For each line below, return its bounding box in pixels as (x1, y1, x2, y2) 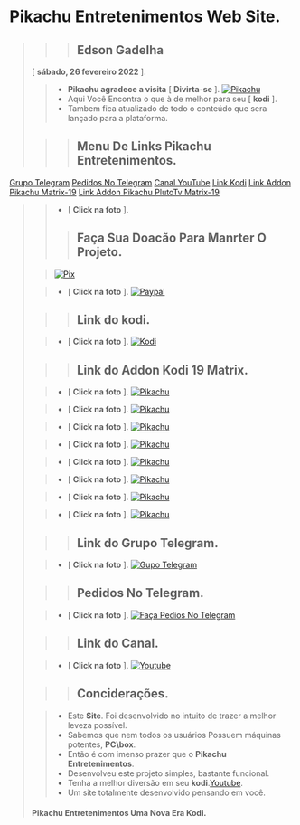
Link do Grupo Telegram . (76, 536, 219, 551)
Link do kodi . (76, 312, 151, 327)
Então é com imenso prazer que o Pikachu (67, 748, 228, 759)
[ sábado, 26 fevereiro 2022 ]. (31, 66, 146, 77)
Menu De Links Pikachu (76, 138, 211, 155)
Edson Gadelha (76, 43, 164, 58)
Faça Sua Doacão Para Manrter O (76, 231, 267, 246)
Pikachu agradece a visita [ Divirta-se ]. (67, 84, 220, 94)
